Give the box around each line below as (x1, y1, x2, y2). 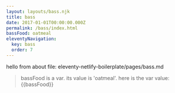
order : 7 (11, 47, 33, 53)
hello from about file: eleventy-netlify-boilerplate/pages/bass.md (6, 63, 164, 70)
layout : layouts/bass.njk (6, 8, 70, 15)
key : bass (11, 42, 35, 48)
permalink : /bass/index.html (6, 25, 78, 31)
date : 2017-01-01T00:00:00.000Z (6, 19, 86, 25)
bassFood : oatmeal (6, 31, 51, 36)
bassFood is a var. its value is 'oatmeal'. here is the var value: (20, 74, 170, 81)
